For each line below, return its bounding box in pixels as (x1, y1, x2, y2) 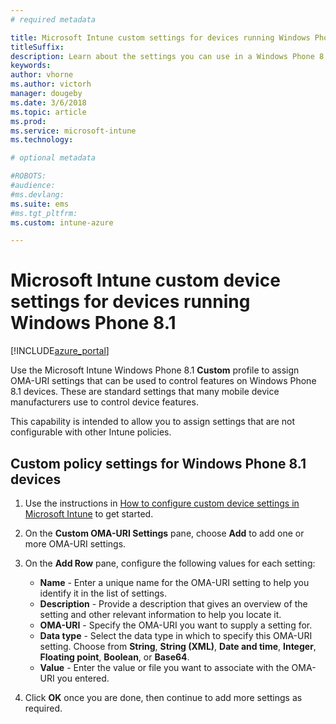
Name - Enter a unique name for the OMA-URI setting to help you (39, 577, 310, 588)
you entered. (56, 672, 110, 684)
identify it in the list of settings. (39, 587, 167, 599)
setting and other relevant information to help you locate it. (39, 609, 282, 620)
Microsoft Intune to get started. (24, 508, 154, 520)
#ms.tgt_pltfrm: (10, 208, 78, 218)
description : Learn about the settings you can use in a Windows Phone (10, 51, 315, 61)
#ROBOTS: (10, 171, 47, 181)
